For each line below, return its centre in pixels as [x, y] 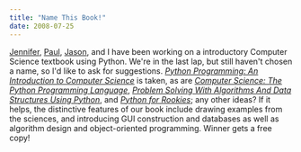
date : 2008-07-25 [42, 26]
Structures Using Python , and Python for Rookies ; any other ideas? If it [140, 99]
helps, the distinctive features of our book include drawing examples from [146, 109]
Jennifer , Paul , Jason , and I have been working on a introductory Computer [148, 51]
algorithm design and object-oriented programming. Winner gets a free [141, 128]
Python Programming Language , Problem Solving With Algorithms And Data [150, 90]
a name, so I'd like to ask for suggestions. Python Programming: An [134, 71]
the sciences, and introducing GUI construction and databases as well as [144, 119]
